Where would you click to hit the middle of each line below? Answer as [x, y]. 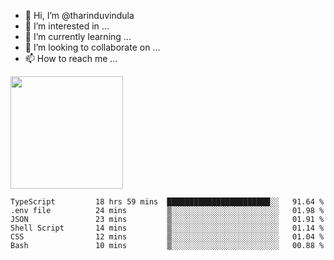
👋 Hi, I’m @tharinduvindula [79, 15]
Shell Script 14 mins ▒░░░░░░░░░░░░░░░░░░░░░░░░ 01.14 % [167, 228]
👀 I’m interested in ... [67, 26]
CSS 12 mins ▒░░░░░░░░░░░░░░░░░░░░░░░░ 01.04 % [167, 237]
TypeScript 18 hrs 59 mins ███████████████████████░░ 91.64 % [167, 202]
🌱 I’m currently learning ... [78, 36]
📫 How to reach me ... [71, 58]
